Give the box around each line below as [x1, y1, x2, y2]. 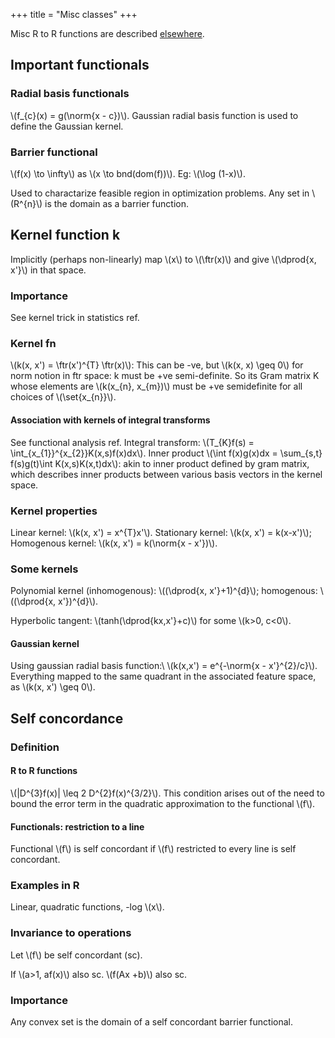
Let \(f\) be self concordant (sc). [10, 949, 143, 961]
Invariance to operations [10, 926, 132, 940]
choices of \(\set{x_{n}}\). [10, 391, 117, 403]
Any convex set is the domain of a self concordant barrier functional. [10, 1016, 294, 1028]
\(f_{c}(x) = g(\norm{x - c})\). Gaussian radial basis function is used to [10, 109, 299, 121]
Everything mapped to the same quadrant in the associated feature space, [10, 670, 317, 683]
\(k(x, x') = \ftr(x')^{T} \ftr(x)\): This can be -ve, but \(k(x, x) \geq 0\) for [10, 359, 304, 371]
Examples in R [10, 879, 80, 893]
